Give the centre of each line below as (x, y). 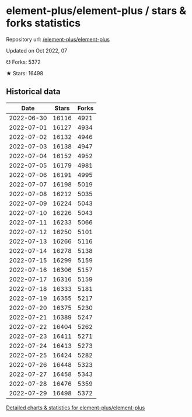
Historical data (33, 92)
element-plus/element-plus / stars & (96, 11)
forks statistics (43, 23)
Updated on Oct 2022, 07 (37, 50)
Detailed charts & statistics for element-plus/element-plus (76, 408)
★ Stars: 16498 (25, 73)
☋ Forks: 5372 (23, 62)
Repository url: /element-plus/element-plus (58, 39)
